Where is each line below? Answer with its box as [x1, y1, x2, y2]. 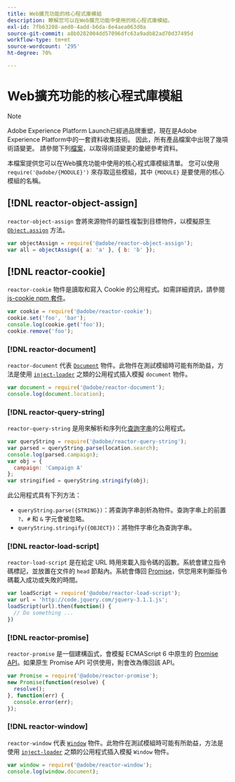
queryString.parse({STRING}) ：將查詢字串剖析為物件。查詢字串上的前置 [17, 506, 227, 514]
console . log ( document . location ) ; [7, 390, 106, 397]
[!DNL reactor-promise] [7, 632, 89, 642]
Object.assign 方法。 [7, 226, 69, 234]
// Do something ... [13, 610, 74, 617]
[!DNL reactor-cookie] [7, 265, 106, 278]
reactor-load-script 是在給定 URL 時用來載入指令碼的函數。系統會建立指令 [7, 558, 227, 567]
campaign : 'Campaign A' [13, 464, 83, 471]
